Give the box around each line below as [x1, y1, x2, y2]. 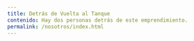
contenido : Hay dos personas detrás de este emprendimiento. [7, 17, 188, 24]
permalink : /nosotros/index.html [7, 23, 104, 30]
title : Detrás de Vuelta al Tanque [7, 10, 111, 17]
